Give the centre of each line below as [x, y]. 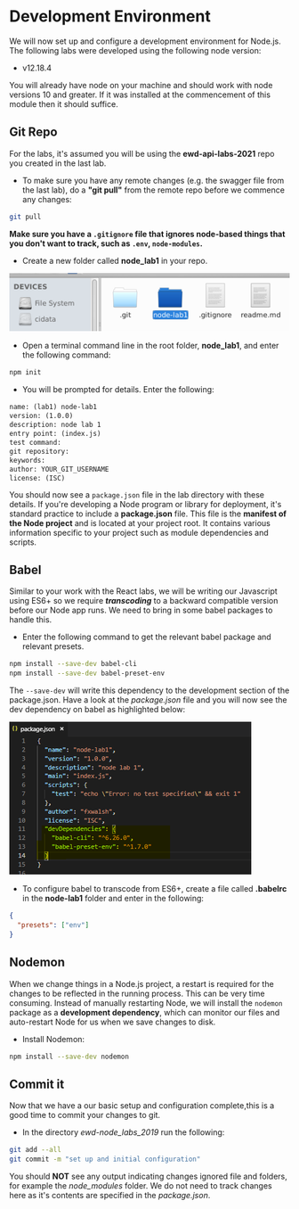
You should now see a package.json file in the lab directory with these [137, 494]
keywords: [28, 460]
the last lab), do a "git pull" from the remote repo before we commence [153, 190]
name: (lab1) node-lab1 [53, 407]
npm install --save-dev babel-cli [73, 664]
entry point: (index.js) [55, 433]
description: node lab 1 [55, 424]
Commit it [37, 1084]
